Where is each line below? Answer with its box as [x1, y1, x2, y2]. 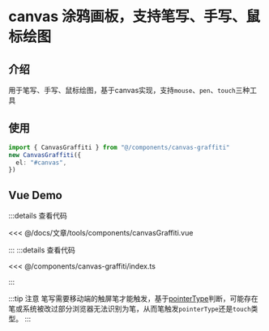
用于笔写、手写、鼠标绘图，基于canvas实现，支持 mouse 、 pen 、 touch [8, 86, 237, 95]
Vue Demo [8, 188, 62, 202]
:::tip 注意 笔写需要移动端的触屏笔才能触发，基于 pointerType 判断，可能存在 [8, 294, 259, 303]
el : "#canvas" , [15, 159, 67, 167]
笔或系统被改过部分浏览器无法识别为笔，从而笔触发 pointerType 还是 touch [8, 304, 251, 314]
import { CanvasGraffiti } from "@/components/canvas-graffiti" [8, 143, 230, 151]
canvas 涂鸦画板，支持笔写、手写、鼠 [8, 7, 261, 26]
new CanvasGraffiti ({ [8, 151, 82, 159]
